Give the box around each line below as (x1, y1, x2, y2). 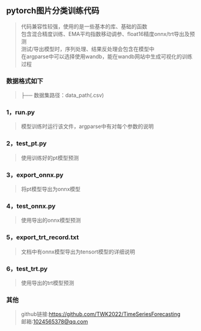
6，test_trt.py (6, 264, 48, 273)
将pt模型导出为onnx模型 (20, 186, 81, 192)
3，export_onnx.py (6, 171, 64, 179)
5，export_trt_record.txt (6, 233, 79, 241)
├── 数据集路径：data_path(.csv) (20, 92, 104, 99)
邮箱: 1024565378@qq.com (20, 318, 88, 326)
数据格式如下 (6, 77, 44, 85)
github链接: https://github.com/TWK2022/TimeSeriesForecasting (20, 311, 181, 318)
